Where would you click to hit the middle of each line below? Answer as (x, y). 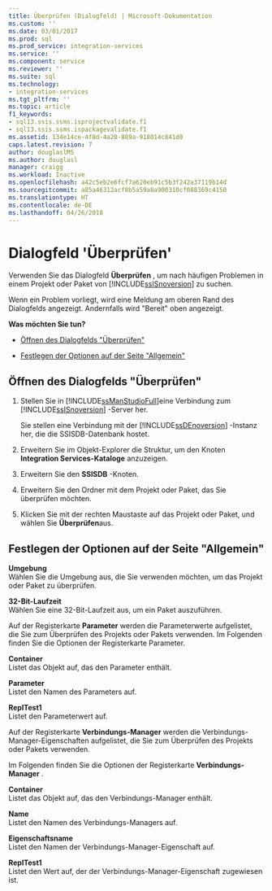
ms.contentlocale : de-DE (50, 205)
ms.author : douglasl (43, 159)
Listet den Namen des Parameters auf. (72, 692)
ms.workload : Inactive (47, 175)
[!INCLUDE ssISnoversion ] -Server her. (84, 410)
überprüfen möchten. (56, 499)
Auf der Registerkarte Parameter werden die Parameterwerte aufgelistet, (130, 625)
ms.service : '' (34, 54)
